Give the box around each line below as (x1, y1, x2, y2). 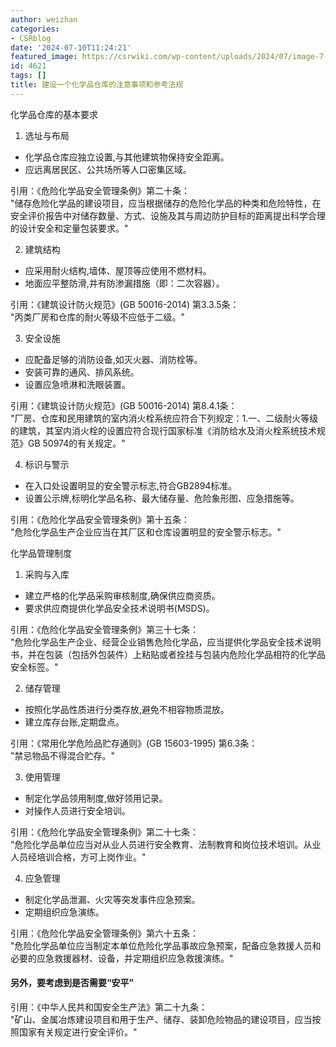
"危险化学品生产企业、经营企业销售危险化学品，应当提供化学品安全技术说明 (10, 636, 322, 648)
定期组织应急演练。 (24, 906, 105, 918)
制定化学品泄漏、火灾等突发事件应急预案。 (24, 893, 201, 905)
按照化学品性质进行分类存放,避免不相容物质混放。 (24, 703, 230, 715)
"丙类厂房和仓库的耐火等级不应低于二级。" (10, 311, 186, 323)
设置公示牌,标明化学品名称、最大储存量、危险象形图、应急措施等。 (24, 492, 300, 504)
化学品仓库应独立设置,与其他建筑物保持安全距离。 (24, 151, 230, 163)
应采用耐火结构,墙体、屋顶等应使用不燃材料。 (24, 264, 212, 276)
